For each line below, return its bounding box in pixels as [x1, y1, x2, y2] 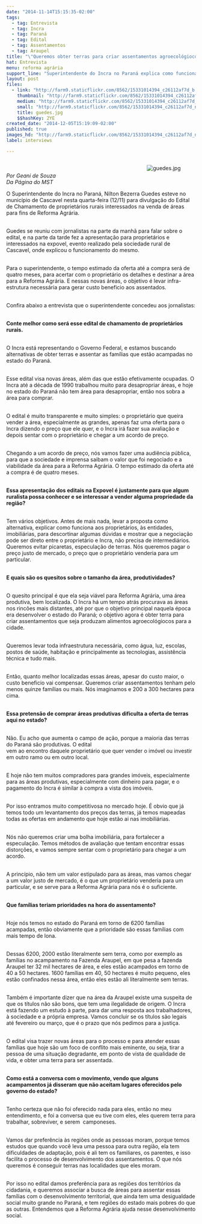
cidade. [6, 624, 25, 631]
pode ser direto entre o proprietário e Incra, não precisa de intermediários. [6, 537, 191, 544]
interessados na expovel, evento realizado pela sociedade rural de [6, 240, 171, 247]
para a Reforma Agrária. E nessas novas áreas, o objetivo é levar [6, 277, 167, 284]
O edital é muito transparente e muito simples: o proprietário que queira [6, 412, 183, 419]
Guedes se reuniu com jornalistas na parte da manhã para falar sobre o [6, 227, 183, 235]
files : [6, 82, 23, 88]
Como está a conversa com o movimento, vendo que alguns [6, 1074, 159, 1081]
